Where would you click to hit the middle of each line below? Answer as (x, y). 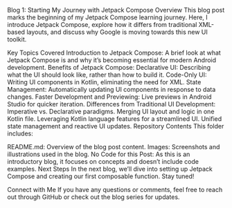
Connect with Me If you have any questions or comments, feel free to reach (115, 190)
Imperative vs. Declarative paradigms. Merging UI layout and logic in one (111, 111)
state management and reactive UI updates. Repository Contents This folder (116, 126)
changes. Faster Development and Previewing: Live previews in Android (110, 97)
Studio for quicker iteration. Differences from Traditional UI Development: (111, 104)
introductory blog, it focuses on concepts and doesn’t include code (103, 161)
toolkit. (17, 39)
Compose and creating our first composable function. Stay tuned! (101, 176)
